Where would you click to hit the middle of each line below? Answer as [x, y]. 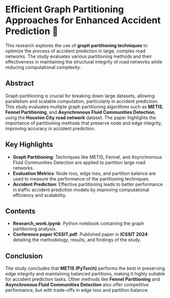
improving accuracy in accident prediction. [50, 128]
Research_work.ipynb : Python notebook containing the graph [78, 224]
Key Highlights [29, 145]
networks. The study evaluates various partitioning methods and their [79, 56]
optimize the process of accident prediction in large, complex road [76, 51]
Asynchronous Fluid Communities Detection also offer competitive [77, 285]
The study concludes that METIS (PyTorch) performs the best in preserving [85, 268]
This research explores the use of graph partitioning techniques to [77, 45]
